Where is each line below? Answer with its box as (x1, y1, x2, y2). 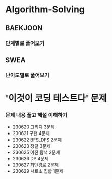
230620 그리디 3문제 (12, 124, 55, 130)
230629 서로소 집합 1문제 (12, 168, 64, 174)
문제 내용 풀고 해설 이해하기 (5, 111, 68, 118)
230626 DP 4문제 (12, 156, 49, 162)
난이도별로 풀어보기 (5, 72, 49, 79)
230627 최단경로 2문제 (12, 162, 59, 168)
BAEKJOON (5, 24, 43, 32)
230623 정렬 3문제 (12, 143, 51, 149)
